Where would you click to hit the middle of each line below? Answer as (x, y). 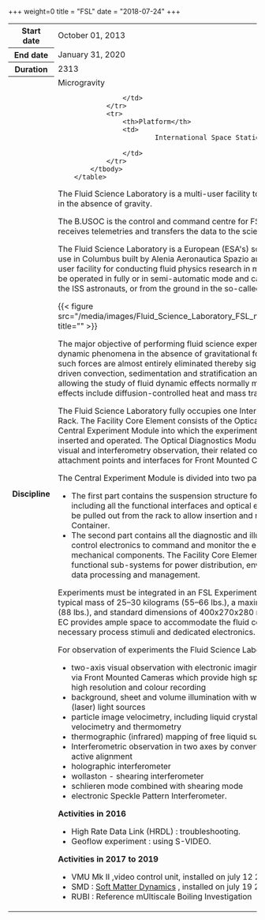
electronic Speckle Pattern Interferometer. (149, 795)
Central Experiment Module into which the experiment (158, 430)
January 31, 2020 (92, 54)
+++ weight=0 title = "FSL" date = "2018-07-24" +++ (94, 11)
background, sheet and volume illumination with (160, 697)
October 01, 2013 (92, 36)
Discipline (31, 494)
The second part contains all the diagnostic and (159, 535)
